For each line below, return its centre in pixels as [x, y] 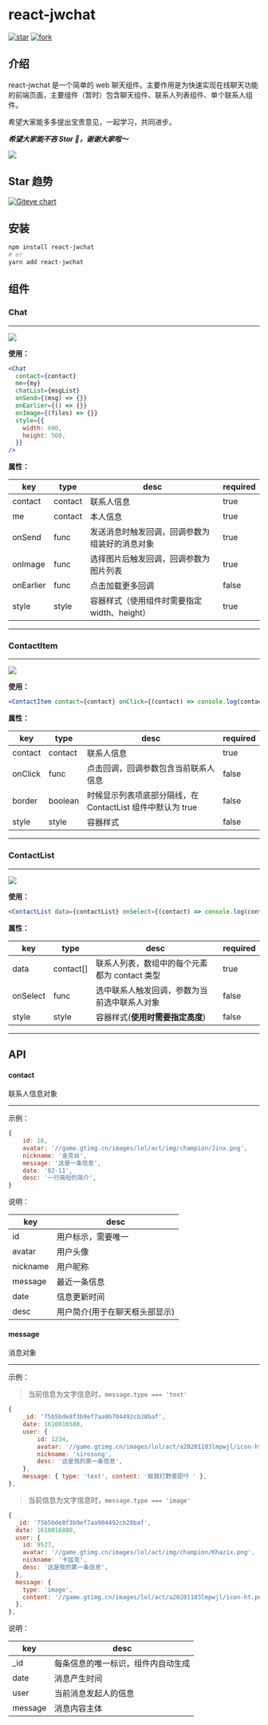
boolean [64, 801]
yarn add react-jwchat [46, 262]
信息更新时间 [81, 1297]
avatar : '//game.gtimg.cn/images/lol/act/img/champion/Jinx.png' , [135, 1148]
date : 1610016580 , [53, 1425]
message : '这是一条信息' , [62, 1163]
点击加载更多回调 [122, 586]
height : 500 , [44, 435]
